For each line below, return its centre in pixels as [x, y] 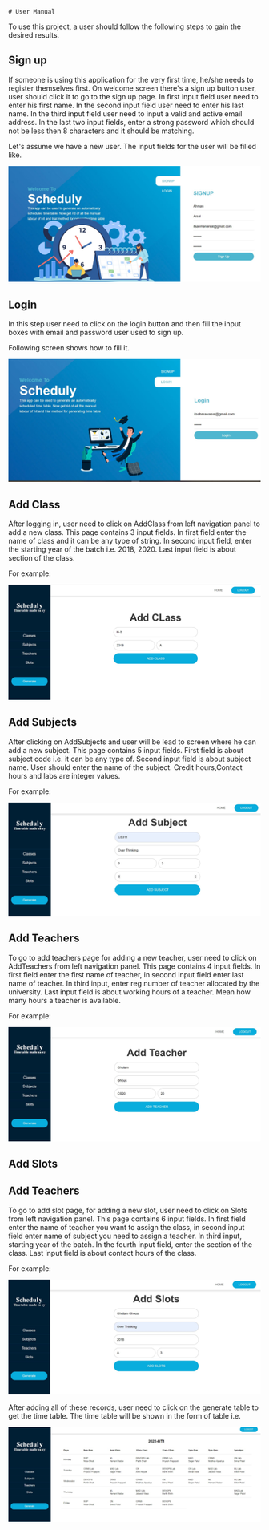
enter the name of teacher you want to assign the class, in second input [126, 1227]
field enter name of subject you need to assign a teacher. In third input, [125, 1236]
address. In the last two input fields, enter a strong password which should [131, 122]
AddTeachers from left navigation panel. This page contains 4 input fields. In [134, 966]
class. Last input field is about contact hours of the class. [102, 1253]
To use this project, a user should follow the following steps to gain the [125, 26]
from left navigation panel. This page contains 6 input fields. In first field [127, 1219]
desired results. [34, 35]
